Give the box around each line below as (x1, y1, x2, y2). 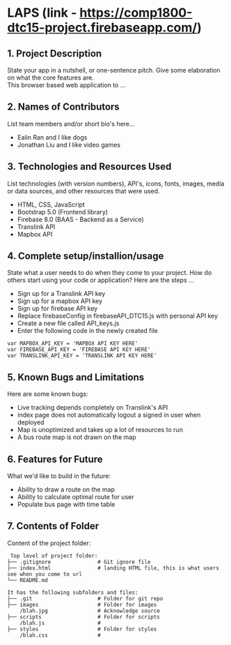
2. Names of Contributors (7, 101, 120, 113)
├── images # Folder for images (7, 601, 157, 608)
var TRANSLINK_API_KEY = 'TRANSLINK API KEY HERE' (7, 353, 157, 359)
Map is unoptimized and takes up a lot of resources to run (17, 426, 183, 434)
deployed (17, 418, 45, 427)
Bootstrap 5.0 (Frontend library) (17, 207, 109, 216)
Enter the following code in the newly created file (17, 327, 158, 335)
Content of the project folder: (7, 539, 91, 547)
